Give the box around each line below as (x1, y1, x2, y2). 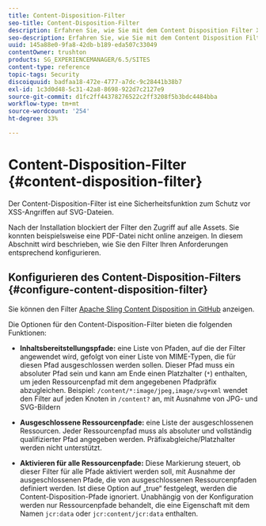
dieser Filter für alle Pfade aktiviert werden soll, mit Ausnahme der (19, 467, 236, 476)
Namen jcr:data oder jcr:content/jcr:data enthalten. (19, 509, 199, 518)
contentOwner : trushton (8, 48, 87, 56)
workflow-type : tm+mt (8, 100, 80, 108)
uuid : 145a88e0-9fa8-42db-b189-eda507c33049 (8, 41, 158, 49)
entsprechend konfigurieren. (8, 247, 101, 257)
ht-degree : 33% (8, 115, 59, 123)
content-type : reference (8, 63, 90, 71)
